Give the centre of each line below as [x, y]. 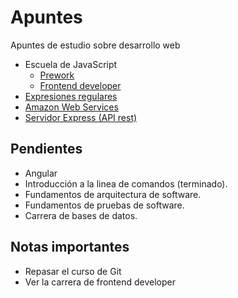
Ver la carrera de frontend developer [100, 282]
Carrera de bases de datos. [81, 215]
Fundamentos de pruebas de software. [104, 205]
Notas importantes [70, 247]
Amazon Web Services [71, 107]
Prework [57, 75]
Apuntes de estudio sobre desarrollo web [95, 45]
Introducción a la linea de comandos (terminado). [126, 183]
